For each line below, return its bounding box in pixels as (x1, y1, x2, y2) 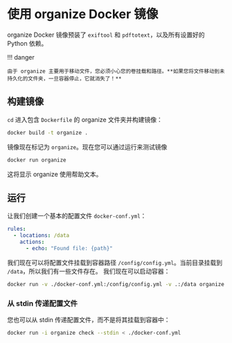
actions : (19, 238, 45, 246)
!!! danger (7, 53, 35, 61)
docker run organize (7, 157, 67, 164)
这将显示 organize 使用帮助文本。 (7, 170, 102, 178)
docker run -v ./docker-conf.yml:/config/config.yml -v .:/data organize (7, 281, 225, 288)
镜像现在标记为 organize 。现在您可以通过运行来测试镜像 (7, 143, 168, 151)
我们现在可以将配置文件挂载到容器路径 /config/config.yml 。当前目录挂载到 (7, 258, 223, 267)
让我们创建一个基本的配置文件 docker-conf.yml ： (7, 212, 147, 220)
